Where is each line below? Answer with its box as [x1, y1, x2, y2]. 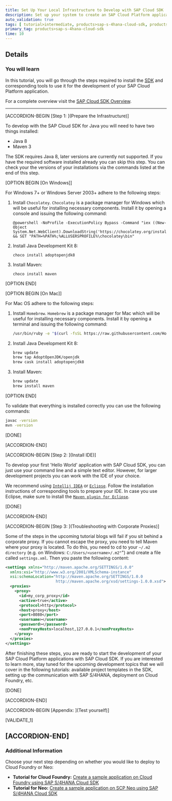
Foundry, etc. [5, 677, 33, 683]
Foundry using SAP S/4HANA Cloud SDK [12, 780, 99, 786]
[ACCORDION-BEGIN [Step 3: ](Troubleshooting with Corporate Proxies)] [5, 523, 160, 529]
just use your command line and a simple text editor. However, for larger [5, 467, 157, 473]
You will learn [5, 66, 40, 73]
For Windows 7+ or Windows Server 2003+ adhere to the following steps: [5, 189, 161, 196]
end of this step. [5, 169, 40, 176]
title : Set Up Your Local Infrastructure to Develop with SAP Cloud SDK [5, 7, 164, 13]
